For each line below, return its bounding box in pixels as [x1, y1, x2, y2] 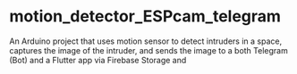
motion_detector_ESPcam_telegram [9, 6, 282, 27]
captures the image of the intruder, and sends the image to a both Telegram [9, 45, 288, 55]
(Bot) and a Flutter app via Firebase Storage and [9, 54, 187, 65]
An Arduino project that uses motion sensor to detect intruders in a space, [9, 36, 283, 46]
